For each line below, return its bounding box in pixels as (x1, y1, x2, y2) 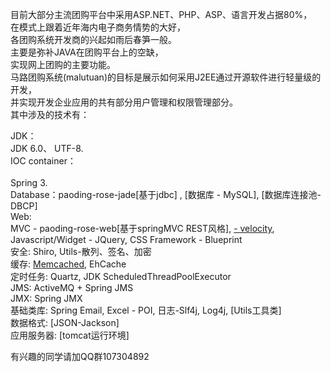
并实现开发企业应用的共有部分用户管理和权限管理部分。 (10, 96, 238, 108)
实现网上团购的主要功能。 (10, 59, 116, 70)
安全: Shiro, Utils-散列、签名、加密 (10, 246, 152, 257)
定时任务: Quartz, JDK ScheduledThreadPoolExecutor (10, 271, 232, 282)
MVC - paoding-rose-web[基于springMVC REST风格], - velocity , (10, 223, 275, 234)
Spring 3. (10, 177, 48, 188)
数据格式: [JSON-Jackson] (10, 317, 120, 328)
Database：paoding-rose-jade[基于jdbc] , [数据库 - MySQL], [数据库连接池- (10, 189, 322, 200)
